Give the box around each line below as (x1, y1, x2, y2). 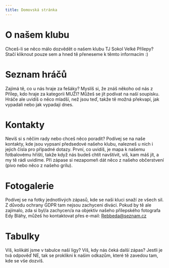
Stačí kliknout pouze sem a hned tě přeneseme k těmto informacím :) (5, 51, 149, 57)
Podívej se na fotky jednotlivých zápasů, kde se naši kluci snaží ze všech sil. (5, 197, 164, 203)
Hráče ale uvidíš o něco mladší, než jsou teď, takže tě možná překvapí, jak (5, 96, 160, 102)
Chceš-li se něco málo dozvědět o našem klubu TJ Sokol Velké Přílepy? (5, 46, 154, 52)
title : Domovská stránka (5, 7, 58, 13)
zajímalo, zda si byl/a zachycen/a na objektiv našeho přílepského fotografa (5, 208, 160, 214)
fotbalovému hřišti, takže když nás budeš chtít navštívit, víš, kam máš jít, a (5, 152, 159, 158)
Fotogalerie (5, 180, 54, 191)
